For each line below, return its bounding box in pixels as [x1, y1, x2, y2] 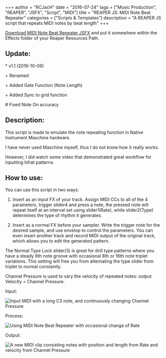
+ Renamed [5, 72, 29, 78]
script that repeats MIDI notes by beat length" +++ [5, 20, 109, 26]
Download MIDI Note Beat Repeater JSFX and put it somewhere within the [5, 30, 158, 35]
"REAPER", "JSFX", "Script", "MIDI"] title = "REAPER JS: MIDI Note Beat [5, 9, 151, 15]
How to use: [5, 174, 43, 182]
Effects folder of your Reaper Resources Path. [5, 35, 100, 41]
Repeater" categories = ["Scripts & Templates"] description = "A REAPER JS [5, 15, 162, 20]
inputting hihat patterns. [5, 159, 55, 165]
